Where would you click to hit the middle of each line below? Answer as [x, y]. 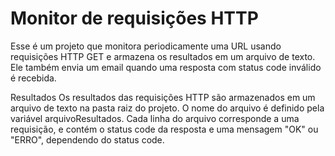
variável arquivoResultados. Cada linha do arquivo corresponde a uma [155, 118]
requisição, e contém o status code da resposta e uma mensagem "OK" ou [164, 129]
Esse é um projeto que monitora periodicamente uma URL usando [146, 46]
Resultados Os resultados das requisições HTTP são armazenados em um [163, 97]
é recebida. [33, 78]
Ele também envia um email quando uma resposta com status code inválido [166, 67]
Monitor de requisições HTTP [134, 18]
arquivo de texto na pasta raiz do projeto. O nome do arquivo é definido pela [167, 108]
